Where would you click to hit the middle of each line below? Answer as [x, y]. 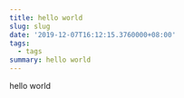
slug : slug [30, 26]
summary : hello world [50, 60]
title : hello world [46, 18]
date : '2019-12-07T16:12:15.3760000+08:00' [93, 34]
